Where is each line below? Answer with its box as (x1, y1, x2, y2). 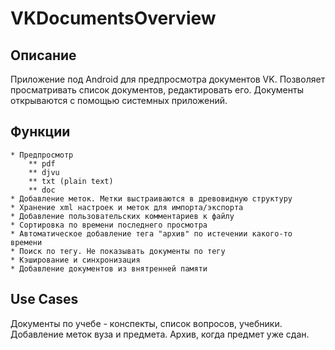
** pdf (28, 158, 56, 169)
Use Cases (10, 291, 79, 308)
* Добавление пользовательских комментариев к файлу (10, 211, 235, 221)
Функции (10, 123, 71, 141)
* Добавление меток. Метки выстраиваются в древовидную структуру (10, 193, 293, 204)
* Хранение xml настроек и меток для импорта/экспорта (10, 202, 244, 212)
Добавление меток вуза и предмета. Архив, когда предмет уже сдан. (10, 328, 310, 340)
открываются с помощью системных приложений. (10, 95, 228, 106)
